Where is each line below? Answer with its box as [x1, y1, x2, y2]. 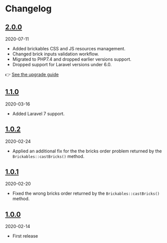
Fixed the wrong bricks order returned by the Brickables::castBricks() [12, 190, 160, 197]
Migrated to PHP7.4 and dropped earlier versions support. [12, 56, 132, 62]
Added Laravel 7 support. [12, 111, 65, 117]
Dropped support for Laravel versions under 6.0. [12, 62, 112, 67]
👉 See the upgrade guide [5, 72, 59, 77]
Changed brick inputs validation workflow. [12, 51, 99, 57]
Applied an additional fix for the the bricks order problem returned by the [12, 148, 162, 154]
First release [12, 233, 38, 239]
